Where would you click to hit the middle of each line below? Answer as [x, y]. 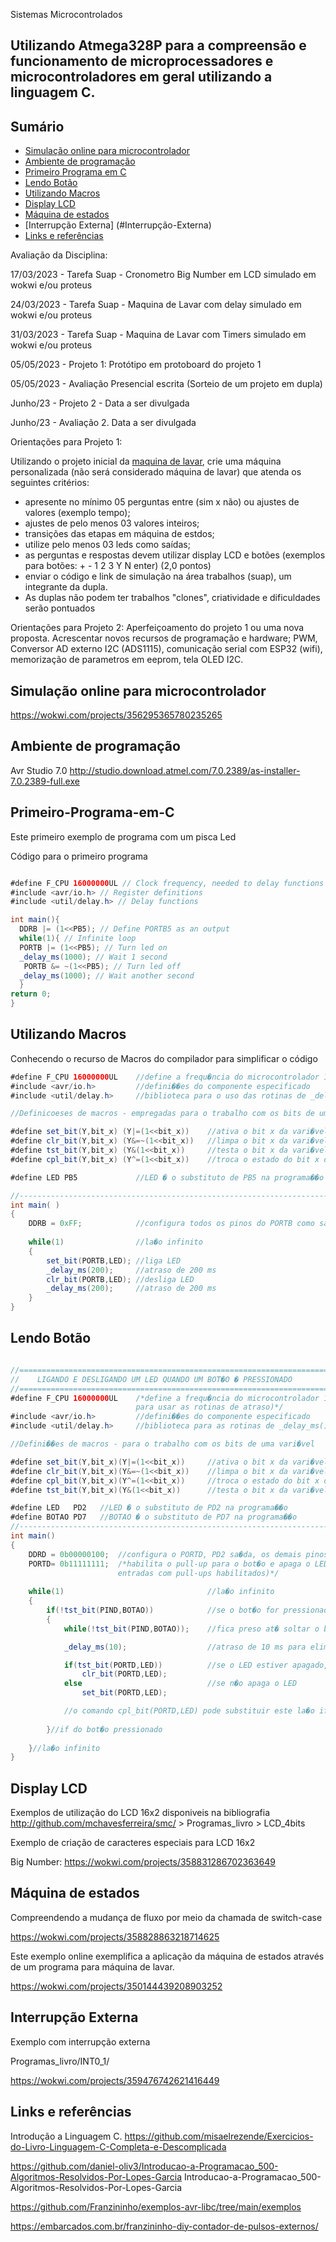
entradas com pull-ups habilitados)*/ [198, 1573]
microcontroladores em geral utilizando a [141, 77]
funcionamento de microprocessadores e [142, 61]
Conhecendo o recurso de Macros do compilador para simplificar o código [164, 1058]
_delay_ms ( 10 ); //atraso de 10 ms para [185, 1647]
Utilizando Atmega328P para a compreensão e [158, 45]
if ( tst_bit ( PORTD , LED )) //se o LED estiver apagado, [196, 1665]
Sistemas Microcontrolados [66, 14]
